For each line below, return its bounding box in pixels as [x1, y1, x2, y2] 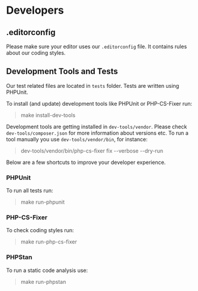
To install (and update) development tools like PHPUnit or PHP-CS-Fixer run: [6, 100, 193, 107]
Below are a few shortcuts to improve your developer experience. [6, 159, 166, 166]
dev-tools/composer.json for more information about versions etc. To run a [6, 129, 189, 137]
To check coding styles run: [6, 227, 74, 234]
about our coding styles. [6, 49, 66, 56]
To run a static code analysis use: [6, 267, 88, 274]
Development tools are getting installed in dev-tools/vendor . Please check [6, 123, 187, 130]
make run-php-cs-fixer [20, 238, 77, 245]
